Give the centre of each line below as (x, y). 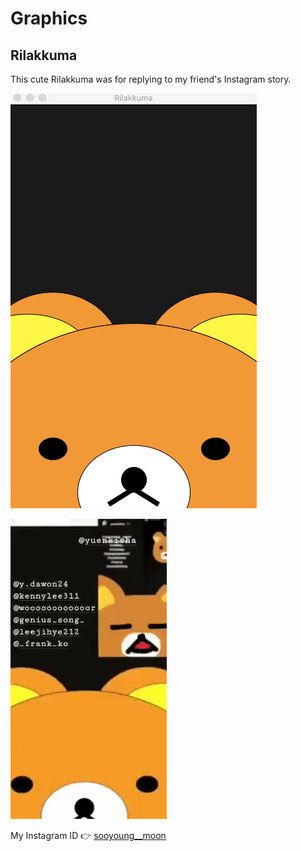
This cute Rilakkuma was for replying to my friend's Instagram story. (151, 79)
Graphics (49, 18)
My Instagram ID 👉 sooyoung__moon (88, 835)
